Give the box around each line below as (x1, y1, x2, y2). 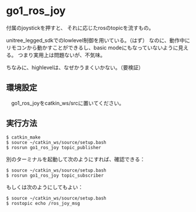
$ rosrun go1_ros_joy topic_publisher (6, 144, 101, 150)
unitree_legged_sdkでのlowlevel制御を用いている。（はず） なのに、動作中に (6, 36, 190, 43)
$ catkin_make (6, 134, 41, 140)
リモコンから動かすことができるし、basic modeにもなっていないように (6, 44, 178, 51)
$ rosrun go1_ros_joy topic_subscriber (6, 172, 104, 179)
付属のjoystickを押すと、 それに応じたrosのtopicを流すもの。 (6, 24, 154, 31)
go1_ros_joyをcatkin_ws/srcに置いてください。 (11, 99, 125, 106)
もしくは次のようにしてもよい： (6, 183, 84, 190)
